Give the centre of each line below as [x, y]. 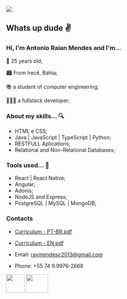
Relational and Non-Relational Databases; [65, 149]
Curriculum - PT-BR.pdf [43, 231]
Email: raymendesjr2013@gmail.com [59, 254]
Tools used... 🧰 [28, 165]
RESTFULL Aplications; [42, 144]
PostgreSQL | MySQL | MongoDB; [56, 203]
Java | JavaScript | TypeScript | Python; [63, 137]
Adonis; [24, 191]
